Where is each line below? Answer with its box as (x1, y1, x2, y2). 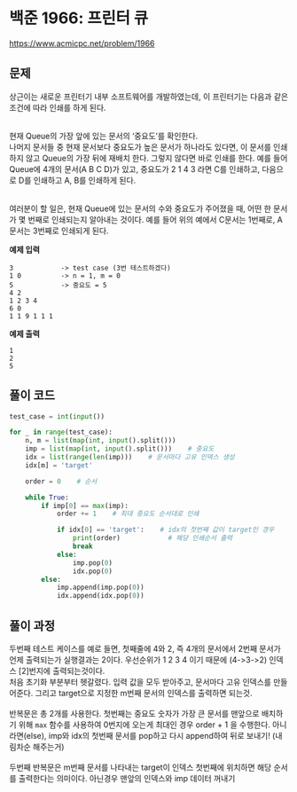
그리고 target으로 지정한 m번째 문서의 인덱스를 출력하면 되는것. (35, 688, 253, 698)
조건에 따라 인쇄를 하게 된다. (9, 102, 106, 113)
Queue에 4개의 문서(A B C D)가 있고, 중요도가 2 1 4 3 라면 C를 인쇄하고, (9, 163, 261, 174)
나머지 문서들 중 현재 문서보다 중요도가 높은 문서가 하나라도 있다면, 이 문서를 (9, 141, 272, 152)
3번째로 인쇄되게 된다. (32, 225, 109, 236)
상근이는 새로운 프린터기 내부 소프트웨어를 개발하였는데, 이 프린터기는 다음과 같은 (9, 90, 289, 102)
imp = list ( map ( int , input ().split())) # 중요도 (25, 444, 215, 453)
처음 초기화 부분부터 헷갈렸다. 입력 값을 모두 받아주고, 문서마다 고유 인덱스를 (9, 677, 272, 687)
